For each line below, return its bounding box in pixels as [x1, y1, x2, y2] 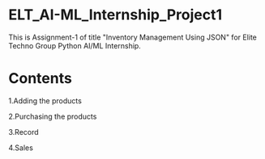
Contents [8, 69, 73, 88]
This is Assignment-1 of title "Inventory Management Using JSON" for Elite [8, 32, 258, 42]
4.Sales [8, 143, 34, 153]
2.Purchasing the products [8, 111, 97, 121]
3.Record [8, 127, 39, 136]
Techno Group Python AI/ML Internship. [8, 40, 142, 50]
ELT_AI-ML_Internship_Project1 [8, 6, 223, 24]
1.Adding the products [8, 95, 83, 106]
